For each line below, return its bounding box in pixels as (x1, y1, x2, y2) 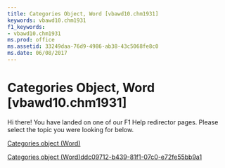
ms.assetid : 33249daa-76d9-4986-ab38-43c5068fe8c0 (7, 43, 159, 50)
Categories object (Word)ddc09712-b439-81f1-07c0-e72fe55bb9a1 (7, 153, 202, 161)
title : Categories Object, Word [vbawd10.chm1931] (7, 10, 159, 18)
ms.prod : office (7, 37, 55, 44)
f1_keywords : (7, 23, 46, 30)
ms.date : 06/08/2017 (7, 50, 68, 57)
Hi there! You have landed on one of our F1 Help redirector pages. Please (7, 117, 219, 127)
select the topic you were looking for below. (7, 125, 134, 134)
